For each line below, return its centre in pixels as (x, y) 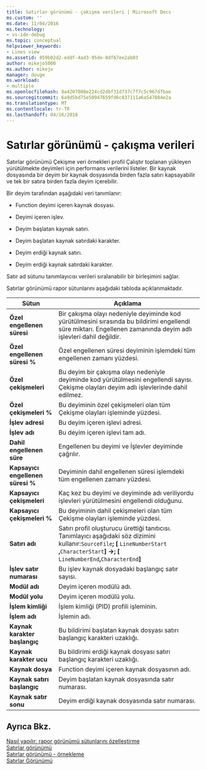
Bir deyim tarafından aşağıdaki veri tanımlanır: (64, 193)
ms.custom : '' (25, 18)
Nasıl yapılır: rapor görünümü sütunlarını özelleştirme (73, 741)
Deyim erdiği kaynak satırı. (49, 253)
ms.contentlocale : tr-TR (38, 109)
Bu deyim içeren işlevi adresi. (101, 422)
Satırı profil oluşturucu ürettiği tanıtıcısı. (115, 528)
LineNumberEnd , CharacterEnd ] (100, 559)
